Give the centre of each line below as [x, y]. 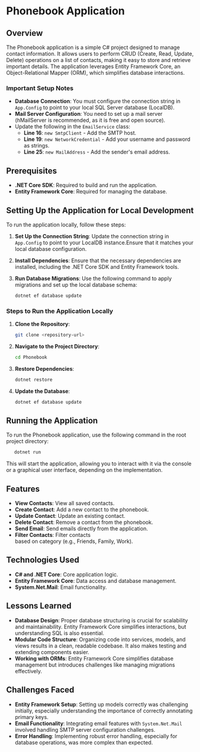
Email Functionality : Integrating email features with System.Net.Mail [99, 723]
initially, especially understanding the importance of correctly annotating [104, 710]
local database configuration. [51, 248]
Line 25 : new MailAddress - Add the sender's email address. [97, 152]
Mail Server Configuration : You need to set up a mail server [88, 114]
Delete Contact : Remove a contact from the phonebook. [84, 522]
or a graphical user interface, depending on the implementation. [85, 470]
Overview [25, 33]
